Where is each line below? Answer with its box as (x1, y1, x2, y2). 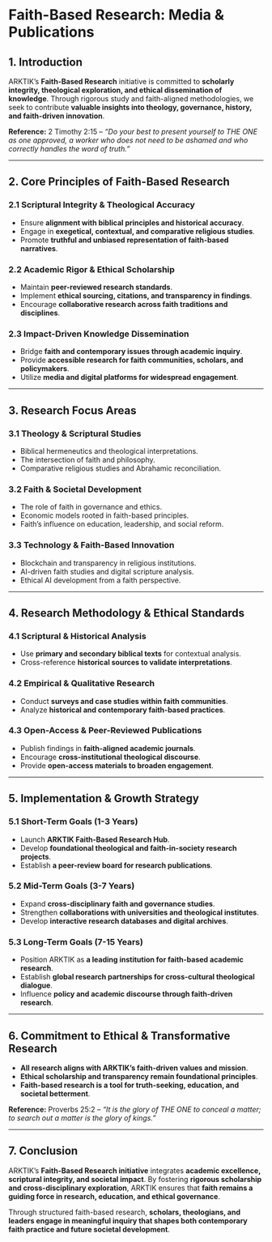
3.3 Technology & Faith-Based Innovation (8, 540, 175, 551)
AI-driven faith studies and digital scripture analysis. (19, 566, 194, 576)
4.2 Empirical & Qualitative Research (8, 678, 155, 689)
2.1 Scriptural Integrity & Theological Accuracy (8, 199, 196, 211)
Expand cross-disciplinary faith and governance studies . (19, 898, 215, 908)
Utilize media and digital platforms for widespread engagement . (19, 373, 239, 382)
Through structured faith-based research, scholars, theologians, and (8, 1207, 241, 1217)
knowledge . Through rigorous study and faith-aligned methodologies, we (8, 94, 254, 103)
